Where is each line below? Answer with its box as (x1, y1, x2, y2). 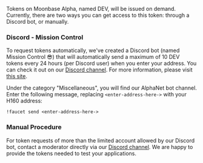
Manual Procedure (6, 123, 62, 131)
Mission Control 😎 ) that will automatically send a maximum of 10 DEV (6, 53, 180, 61)
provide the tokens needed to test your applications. (6, 150, 137, 157)
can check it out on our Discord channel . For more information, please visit (6, 66, 193, 73)
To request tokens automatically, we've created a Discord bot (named (6, 47, 180, 54)
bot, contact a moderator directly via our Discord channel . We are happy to (6, 143, 193, 150)
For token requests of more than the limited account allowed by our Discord (6, 136, 195, 144)
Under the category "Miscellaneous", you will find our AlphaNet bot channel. (6, 84, 197, 91)
